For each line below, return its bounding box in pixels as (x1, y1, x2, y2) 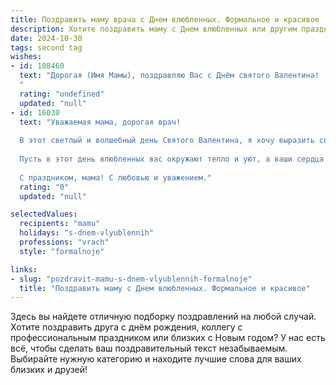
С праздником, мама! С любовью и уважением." (19, 172, 213, 183)
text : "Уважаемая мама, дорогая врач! (19, 117, 182, 127)
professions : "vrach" (19, 237, 110, 247)
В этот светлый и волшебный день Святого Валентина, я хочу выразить (19, 136, 315, 146)
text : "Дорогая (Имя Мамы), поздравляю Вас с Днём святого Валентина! (19, 71, 320, 81)
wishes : (10, 52, 43, 62)
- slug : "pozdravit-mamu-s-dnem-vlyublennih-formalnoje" (10, 274, 253, 284)
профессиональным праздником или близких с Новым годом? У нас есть (10, 332, 326, 344)
